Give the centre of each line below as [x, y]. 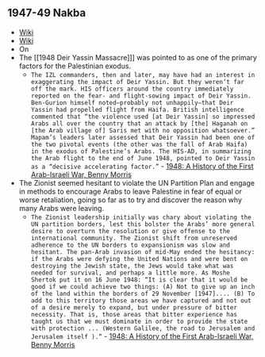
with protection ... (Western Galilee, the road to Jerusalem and [143, 328]
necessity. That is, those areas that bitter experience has [134, 314]
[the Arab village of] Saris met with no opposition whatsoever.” [143, 130]
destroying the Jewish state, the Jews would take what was [132, 266]
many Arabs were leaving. [61, 208]
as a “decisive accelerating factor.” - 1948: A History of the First [142, 166]
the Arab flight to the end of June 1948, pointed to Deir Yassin [143, 158]
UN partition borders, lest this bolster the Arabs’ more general [143, 224]
